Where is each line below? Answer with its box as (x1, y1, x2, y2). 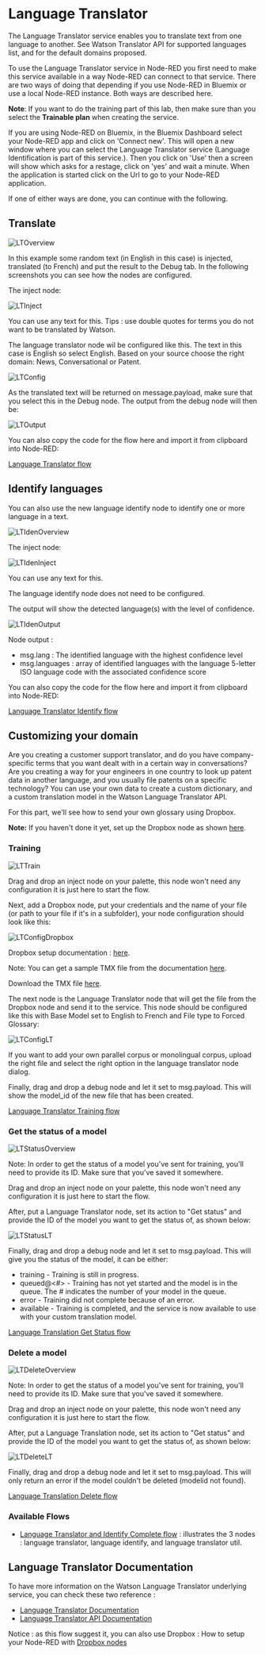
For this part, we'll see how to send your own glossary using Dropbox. (8, 807, 237, 818)
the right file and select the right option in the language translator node (8, 1058, 239, 1068)
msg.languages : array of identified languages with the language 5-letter (19, 658, 256, 668)
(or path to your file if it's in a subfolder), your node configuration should (8, 908, 244, 918)
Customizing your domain (8, 729, 138, 742)
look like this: (8, 917, 51, 926)
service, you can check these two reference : (8, 1590, 156, 1599)
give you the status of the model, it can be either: (8, 1254, 168, 1264)
